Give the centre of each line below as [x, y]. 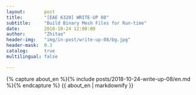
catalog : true [31, 51]
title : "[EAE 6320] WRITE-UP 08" [58, 17]
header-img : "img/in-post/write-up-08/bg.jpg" [68, 40]
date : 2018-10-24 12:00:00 [51, 29]
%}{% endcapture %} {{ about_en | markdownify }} [70, 85]
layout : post [31, 12]
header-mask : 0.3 [29, 46]
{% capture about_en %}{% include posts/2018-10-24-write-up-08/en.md [99, 79]
